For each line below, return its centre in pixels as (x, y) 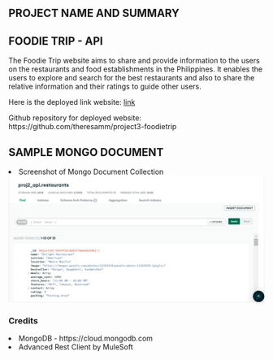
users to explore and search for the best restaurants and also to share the (132, 78)
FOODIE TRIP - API (56, 41)
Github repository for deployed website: (75, 118)
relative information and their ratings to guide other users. (105, 87)
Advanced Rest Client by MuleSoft (76, 347)
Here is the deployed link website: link (72, 102)
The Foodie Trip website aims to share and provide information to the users (134, 61)
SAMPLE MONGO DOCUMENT (86, 152)
